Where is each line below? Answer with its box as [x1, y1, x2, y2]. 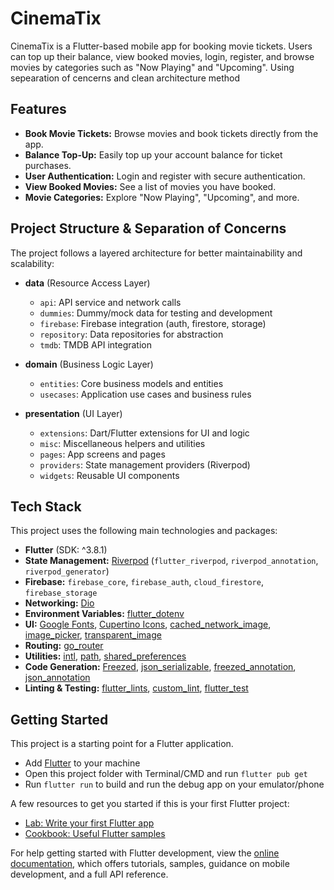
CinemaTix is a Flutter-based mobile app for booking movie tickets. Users [10, 40, 313, 52]
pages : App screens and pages [39, 448, 166, 460]
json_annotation [24, 672, 91, 684]
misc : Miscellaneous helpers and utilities [39, 437, 206, 449]
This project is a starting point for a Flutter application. [10, 738, 234, 750]
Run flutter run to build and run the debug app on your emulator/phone [24, 778, 325, 791]
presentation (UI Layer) [24, 407, 123, 419]
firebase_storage [24, 588, 98, 599]
